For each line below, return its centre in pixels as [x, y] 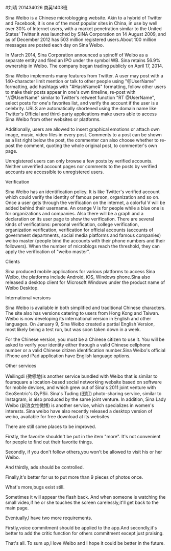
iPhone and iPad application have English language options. [68, 356]
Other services [21, 366]
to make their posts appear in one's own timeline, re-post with [70, 92]
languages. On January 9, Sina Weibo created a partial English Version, [80, 324]
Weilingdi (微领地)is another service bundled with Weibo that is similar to [81, 376]
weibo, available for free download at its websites [57, 416]
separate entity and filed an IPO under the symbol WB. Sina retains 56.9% [83, 60]
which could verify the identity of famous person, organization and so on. [82, 197]
